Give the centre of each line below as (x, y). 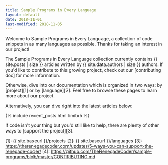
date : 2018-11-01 (24, 19)
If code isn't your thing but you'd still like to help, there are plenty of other (82, 125)
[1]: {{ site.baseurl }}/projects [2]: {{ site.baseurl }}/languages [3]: (74, 141)
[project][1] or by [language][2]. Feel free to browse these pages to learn (81, 91)
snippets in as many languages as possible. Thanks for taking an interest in (84, 44)
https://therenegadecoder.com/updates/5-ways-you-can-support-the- (79, 146)
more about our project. (30, 96)
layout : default (22, 15)
